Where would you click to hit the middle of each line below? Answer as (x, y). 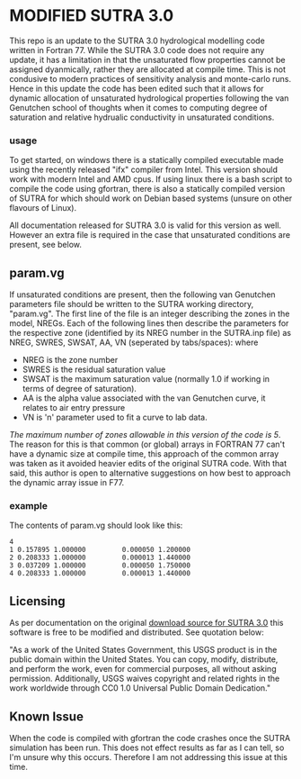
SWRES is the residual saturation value (94, 369)
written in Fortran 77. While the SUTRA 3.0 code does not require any (137, 50)
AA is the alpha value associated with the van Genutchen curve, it (144, 398)
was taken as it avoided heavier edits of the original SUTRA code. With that (148, 464)
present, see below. (46, 245)
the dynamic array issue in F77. (67, 483)
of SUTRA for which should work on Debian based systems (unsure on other (151, 198)
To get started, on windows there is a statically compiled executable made (147, 160)
